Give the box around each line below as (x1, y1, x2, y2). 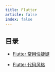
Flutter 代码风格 (12, 61, 45, 68)
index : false (5, 17, 33, 22)
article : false (5, 12, 37, 17)
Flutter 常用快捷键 (12, 51, 50, 57)
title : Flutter (5, 7, 37, 13)
